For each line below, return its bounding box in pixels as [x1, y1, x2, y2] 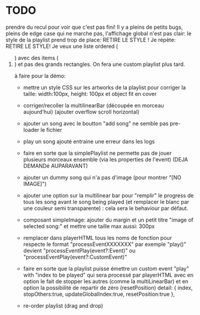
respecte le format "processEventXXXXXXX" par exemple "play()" [23, 241, 187, 248]
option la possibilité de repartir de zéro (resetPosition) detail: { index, [23, 284, 193, 291]
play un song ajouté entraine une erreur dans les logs [23, 137, 155, 145]
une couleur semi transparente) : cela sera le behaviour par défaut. [23, 205, 189, 212]
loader [23, 126, 40, 133]
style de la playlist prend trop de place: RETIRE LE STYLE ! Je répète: [5, 36, 176, 43]
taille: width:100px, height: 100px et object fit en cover [23, 90, 157, 97]
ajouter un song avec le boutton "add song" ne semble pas [23, 119, 169, 127]
